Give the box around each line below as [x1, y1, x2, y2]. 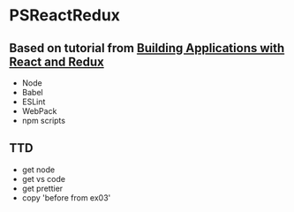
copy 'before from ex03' [21, 192, 111, 203]
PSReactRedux [9, 5, 121, 26]
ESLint [21, 96, 46, 107]
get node [21, 164, 56, 175]
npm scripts [21, 116, 66, 125]
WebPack [21, 106, 57, 116]
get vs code [21, 173, 66, 184]
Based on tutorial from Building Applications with [9, 41, 285, 56]
